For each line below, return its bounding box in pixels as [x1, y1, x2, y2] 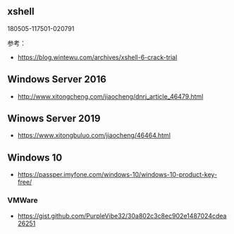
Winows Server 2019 [7, 113, 101, 125]
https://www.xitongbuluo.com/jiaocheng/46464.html [17, 131, 171, 140]
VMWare [7, 195, 38, 205]
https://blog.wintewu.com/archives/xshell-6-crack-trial [17, 53, 178, 61]
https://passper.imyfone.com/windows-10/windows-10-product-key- [17, 171, 218, 179]
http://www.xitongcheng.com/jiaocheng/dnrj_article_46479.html [17, 92, 204, 101]
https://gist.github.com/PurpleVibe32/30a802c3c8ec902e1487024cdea [17, 211, 227, 220]
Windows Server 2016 [7, 73, 107, 85]
